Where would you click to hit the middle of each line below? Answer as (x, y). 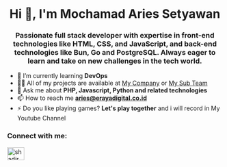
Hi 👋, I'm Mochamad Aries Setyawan (115, 14)
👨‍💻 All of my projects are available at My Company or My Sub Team (112, 83)
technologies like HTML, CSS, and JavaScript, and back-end (115, 44)
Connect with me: (37, 136)
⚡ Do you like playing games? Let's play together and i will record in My (118, 108)
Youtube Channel (41, 118)
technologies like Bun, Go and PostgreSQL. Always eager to (115, 53)
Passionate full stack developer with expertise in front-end (115, 36)
